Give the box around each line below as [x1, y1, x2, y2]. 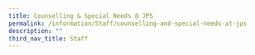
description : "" [8, 27, 63, 35]
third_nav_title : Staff [8, 34, 89, 43]
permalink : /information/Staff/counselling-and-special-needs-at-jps [8, 19, 248, 27]
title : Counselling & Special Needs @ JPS [8, 11, 153, 20]
